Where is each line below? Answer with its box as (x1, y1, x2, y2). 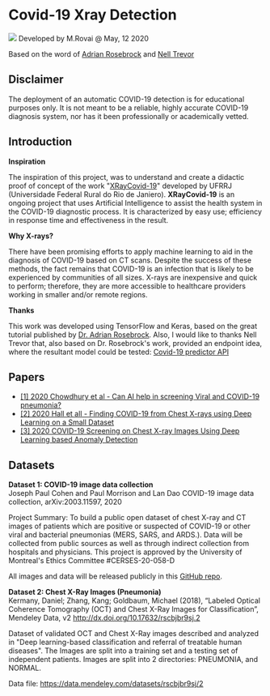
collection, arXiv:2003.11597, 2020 (8, 497, 123, 507)
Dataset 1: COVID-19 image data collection (8, 480, 154, 489)
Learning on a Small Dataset (19, 417, 115, 427)
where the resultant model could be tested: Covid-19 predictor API (8, 347, 229, 357)
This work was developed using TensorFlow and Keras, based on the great (8, 321, 258, 331)
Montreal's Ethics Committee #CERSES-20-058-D (8, 556, 175, 566)
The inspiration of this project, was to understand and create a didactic (8, 172, 245, 181)
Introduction (8, 135, 73, 149)
